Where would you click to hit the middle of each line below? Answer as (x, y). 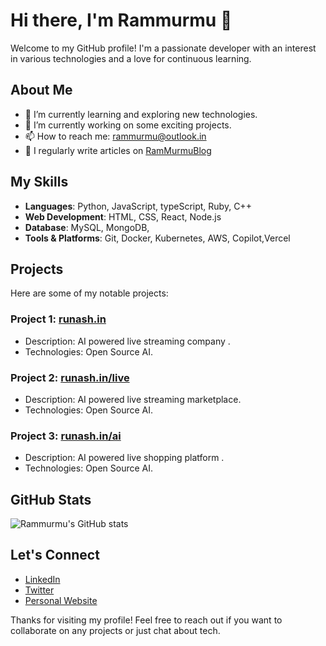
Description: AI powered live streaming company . (127, 341)
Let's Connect (55, 555)
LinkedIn (42, 579)
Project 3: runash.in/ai (66, 436)
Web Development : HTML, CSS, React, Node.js (123, 216)
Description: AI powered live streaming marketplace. (133, 399)
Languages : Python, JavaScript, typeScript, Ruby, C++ (138, 206)
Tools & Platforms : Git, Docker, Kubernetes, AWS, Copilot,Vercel (157, 238)
